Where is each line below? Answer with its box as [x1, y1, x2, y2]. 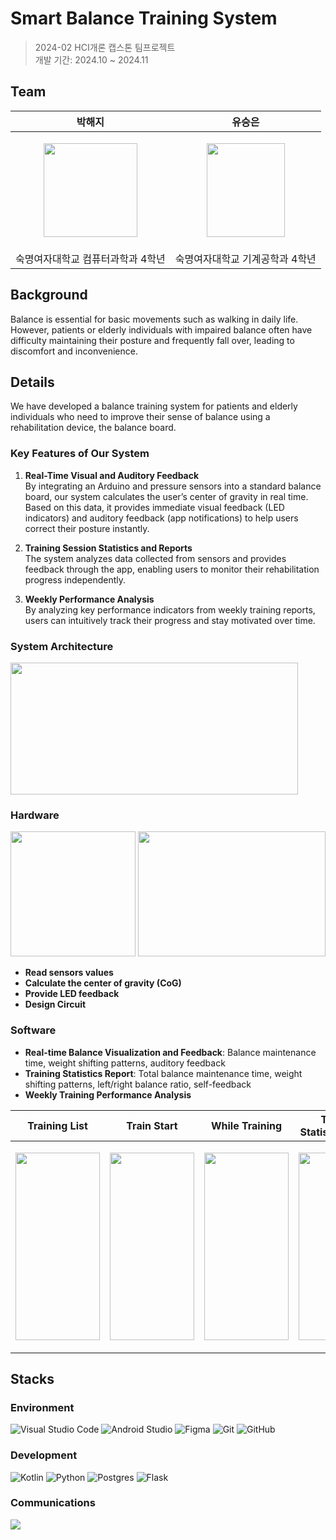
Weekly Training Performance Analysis [24, 1088, 192, 1101]
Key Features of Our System [10, 447, 150, 461]
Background [10, 287, 88, 304]
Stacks [10, 1370, 55, 1387]
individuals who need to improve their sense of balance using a [10, 411, 271, 423]
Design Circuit [24, 998, 87, 1011]
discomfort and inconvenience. [10, 345, 138, 357]
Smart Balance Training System [10, 7, 278, 30]
